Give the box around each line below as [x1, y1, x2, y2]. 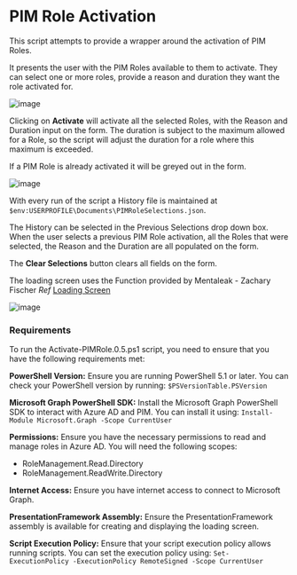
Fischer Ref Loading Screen [9, 284, 111, 295]
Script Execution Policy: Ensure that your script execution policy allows [9, 539, 272, 549]
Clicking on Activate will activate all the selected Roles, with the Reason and [9, 115, 288, 126]
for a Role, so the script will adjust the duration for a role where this [9, 134, 254, 145]
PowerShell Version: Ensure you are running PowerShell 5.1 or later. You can [9, 371, 289, 382]
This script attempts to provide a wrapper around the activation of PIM [9, 35, 266, 46]
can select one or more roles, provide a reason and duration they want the [9, 71, 280, 82]
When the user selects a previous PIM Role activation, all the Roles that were [9, 231, 289, 241]
